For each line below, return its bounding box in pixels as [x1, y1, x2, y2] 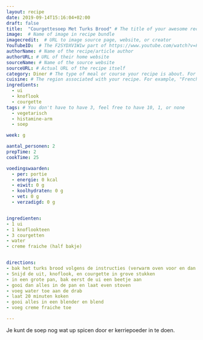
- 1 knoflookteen [6, 226, 50, 233]
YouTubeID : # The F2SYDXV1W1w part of [6, 43, 107, 49]
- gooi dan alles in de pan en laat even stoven [6, 282, 131, 288]
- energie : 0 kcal [11, 177, 59, 183]
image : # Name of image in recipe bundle [6, 31, 115, 38]
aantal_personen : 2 [6, 143, 56, 149]
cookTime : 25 [6, 154, 39, 160]
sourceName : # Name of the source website [6, 59, 115, 65]
